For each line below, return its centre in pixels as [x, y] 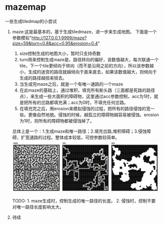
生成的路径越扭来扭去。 [43, 78]
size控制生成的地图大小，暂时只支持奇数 [60, 53]
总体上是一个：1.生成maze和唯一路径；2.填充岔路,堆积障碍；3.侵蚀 [79, 131]
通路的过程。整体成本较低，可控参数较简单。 [74, 137]
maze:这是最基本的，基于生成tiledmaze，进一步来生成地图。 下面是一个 [84, 31]
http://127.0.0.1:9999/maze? [59, 38]
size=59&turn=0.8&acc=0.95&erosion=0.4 [55, 43]
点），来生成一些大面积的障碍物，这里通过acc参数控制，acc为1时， [87, 96]
